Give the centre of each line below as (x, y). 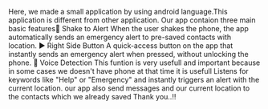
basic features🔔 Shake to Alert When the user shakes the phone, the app (128, 28)
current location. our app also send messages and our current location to (129, 88)
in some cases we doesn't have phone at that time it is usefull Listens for (128, 71)
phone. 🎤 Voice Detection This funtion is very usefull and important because (134, 63)
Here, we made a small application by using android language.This (118, 12)
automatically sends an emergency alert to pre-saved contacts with (120, 37)
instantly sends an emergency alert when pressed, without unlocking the (128, 54)
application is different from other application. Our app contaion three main (132, 20)
